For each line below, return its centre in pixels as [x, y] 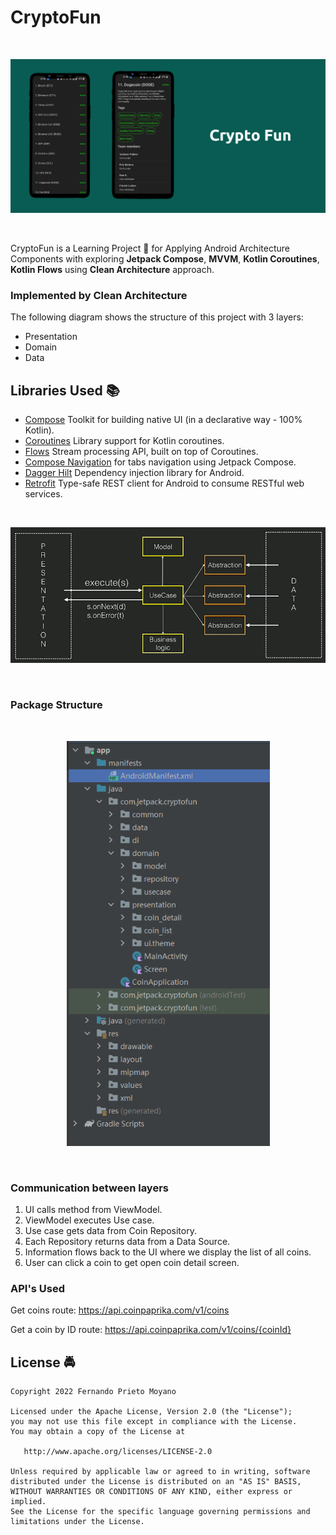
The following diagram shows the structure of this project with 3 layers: [157, 317]
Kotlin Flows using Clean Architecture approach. [112, 270]
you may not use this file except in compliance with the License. [154, 1422]
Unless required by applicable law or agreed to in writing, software [160, 1472]
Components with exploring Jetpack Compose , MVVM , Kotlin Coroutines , [165, 259]
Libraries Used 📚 [65, 390]
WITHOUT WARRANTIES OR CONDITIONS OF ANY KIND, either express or [151, 1492]
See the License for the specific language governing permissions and [160, 1512]
